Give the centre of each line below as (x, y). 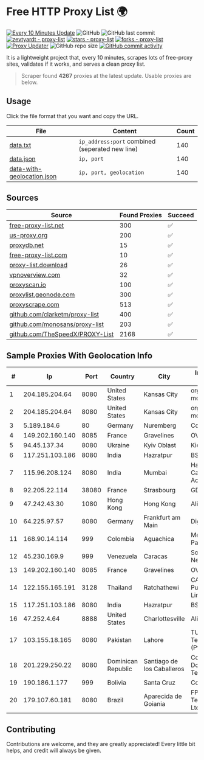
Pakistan (120, 640)
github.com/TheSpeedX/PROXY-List (62, 334)
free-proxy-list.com (39, 255)
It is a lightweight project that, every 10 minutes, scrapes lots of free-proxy (100, 57)
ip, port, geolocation (111, 172)
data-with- (26, 169)
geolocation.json (33, 176)
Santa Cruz (160, 683)
